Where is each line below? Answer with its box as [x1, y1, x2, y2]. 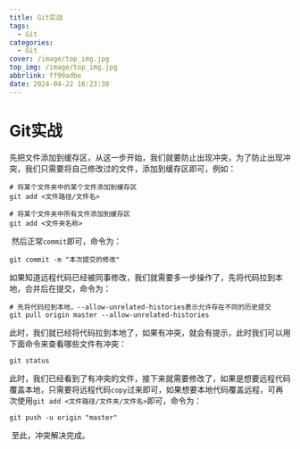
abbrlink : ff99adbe [9, 71, 82, 80]
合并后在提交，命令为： [24, 283, 112, 294]
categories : [9, 37, 54, 47]
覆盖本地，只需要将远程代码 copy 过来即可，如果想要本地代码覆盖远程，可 [9, 384, 276, 395]
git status [9, 356, 50, 365]
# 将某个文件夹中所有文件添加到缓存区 [9, 209, 131, 219]
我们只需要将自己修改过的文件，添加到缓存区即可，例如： [24, 162, 237, 174]
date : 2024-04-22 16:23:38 [9, 79, 110, 88]
